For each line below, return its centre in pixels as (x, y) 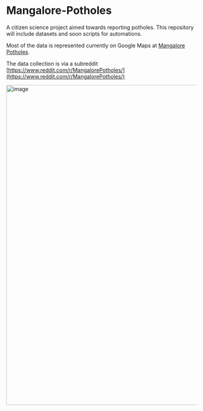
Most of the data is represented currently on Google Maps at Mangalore (96, 45)
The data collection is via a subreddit (52, 64)
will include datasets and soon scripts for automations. (74, 33)
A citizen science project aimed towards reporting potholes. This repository (100, 27)
